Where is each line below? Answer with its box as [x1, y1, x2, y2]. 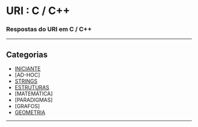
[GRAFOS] [14, 103, 40, 110]
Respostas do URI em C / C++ [6, 25, 93, 34]
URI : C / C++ [6, 4, 70, 18]
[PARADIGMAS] [14, 96, 53, 103]
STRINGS [14, 78, 38, 85]
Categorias [6, 49, 48, 59]
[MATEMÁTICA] [14, 90, 53, 98]
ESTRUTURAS [14, 84, 49, 91]
